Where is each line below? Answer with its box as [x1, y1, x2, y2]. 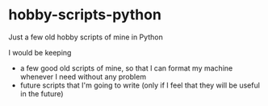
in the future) [19, 88, 64, 98]
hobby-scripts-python [8, 6, 161, 24]
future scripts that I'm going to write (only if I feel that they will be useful [19, 80, 261, 90]
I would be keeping [8, 47, 72, 57]
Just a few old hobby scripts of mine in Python [8, 32, 163, 42]
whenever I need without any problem [19, 71, 147, 81]
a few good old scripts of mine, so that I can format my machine [19, 63, 233, 73]
